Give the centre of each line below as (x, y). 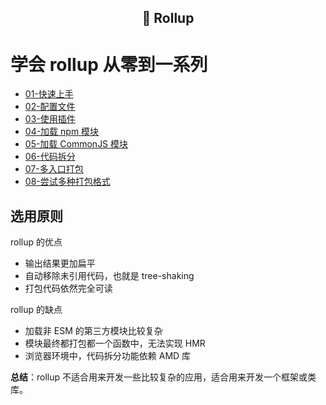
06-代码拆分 (50, 157)
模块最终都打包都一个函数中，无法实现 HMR (115, 343)
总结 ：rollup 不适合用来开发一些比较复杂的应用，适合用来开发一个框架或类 (163, 377)
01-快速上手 (49, 94)
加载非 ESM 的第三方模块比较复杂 (93, 331)
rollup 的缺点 (36, 310)
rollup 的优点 (36, 242)
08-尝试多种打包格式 (67, 182)
